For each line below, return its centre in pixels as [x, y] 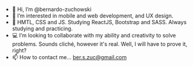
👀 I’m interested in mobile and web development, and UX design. [93, 16]
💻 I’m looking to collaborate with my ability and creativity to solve [94, 35]
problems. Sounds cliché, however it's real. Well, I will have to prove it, [100, 44]
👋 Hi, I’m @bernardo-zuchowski [52, 9]
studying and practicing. [42, 28]
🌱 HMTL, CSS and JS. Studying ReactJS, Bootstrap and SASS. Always [99, 22]
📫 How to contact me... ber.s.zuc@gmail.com [69, 57]
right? [19, 50]
